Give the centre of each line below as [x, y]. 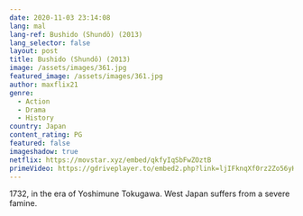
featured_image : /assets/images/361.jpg [87, 76]
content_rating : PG [46, 135]
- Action [34, 101]
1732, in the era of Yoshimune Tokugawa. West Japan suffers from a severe [150, 193]
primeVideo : [32, 168]
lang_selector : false [50, 43]
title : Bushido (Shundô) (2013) [70, 59]
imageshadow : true [44, 151]
